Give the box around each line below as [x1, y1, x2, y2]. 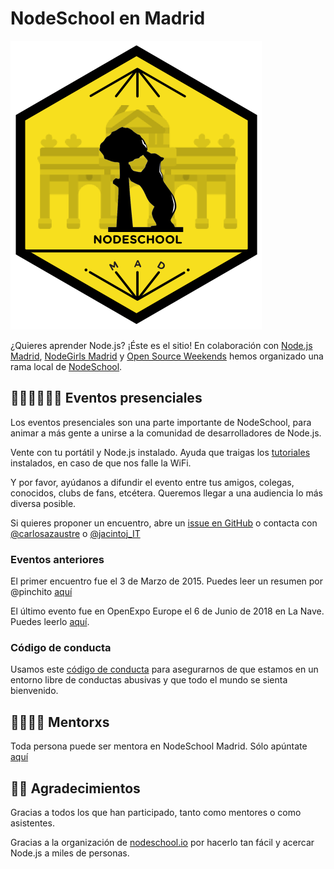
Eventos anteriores [10, 552, 105, 566]
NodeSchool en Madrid [10, 7, 206, 30]
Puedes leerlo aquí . [10, 616, 90, 628]
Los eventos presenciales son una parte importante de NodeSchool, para [10, 416, 312, 428]
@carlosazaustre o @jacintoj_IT [10, 527, 141, 539]
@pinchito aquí [10, 586, 73, 598]
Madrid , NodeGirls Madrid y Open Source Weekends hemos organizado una [10, 350, 324, 362]
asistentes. [10, 817, 55, 829]
